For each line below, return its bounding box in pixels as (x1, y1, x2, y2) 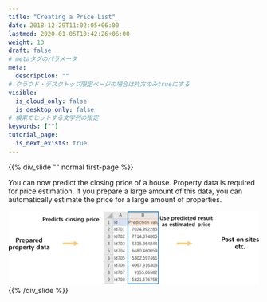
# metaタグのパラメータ (8, 55, 77, 63)
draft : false (8, 46, 52, 55)
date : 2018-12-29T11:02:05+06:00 (8, 21, 120, 30)
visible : (8, 89, 37, 97)
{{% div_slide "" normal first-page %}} (8, 162, 134, 172)
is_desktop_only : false (15, 105, 94, 113)
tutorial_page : (8, 131, 59, 139)
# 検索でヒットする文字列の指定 (8, 114, 99, 122)
